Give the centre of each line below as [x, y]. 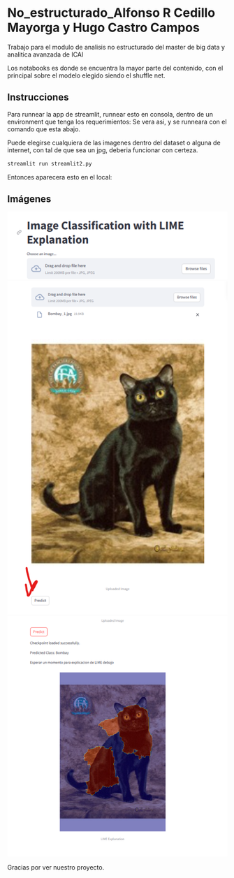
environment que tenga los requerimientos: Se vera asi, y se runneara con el [117, 122]
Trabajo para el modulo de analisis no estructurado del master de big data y [116, 47]
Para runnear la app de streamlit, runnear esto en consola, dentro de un [110, 114]
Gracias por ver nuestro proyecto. [56, 867]
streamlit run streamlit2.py [50, 163]
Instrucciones [38, 97]
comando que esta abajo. [44, 129]
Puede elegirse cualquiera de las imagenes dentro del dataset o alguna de [114, 142]
